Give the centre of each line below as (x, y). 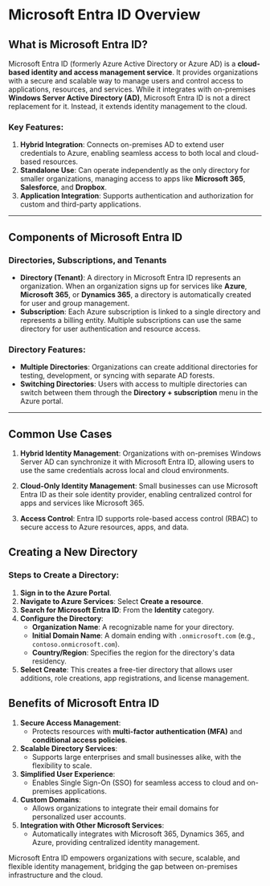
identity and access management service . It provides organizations (145, 72)
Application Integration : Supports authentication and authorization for (137, 196)
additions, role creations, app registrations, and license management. (135, 678)
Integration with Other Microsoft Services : (92, 825)
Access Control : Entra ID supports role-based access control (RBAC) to (139, 519)
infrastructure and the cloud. (55, 875)
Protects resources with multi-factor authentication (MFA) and (137, 731)
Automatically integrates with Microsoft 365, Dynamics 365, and (138, 834)
